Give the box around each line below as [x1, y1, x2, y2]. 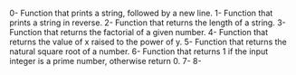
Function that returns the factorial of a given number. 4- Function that [9, 27, 269, 37]
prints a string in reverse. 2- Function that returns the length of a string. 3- [9, 17, 287, 28]
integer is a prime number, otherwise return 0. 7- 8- [9, 56, 202, 66]
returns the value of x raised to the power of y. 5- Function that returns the [9, 36, 287, 47]
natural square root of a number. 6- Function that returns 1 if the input [9, 46, 269, 57]
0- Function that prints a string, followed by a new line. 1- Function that [9, 8, 273, 18]
